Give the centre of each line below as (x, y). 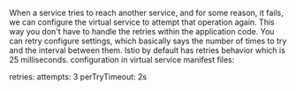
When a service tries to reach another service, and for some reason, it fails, (147, 13)
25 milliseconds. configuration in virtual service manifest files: (122, 60)
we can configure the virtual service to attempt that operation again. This (142, 22)
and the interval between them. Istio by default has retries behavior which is (147, 50)
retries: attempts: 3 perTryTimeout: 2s (78, 77)
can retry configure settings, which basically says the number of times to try (148, 41)
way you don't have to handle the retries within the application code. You (142, 31)
